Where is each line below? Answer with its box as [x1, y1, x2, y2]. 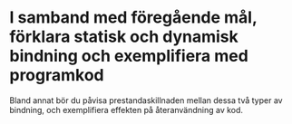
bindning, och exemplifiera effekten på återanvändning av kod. [9, 104, 243, 115]
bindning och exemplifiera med [9, 46, 249, 66]
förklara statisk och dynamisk [9, 26, 238, 47]
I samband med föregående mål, [9, 7, 258, 28]
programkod [9, 65, 104, 86]
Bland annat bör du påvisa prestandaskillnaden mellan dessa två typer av [9, 94, 283, 106]
